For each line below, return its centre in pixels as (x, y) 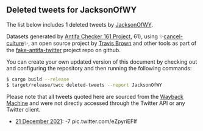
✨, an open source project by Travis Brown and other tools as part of (110, 43)
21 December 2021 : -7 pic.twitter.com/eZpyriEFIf (76, 121)
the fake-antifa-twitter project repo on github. (63, 50)
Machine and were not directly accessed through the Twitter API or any (96, 103)
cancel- (173, 36)
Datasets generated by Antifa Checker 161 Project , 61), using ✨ (85, 36)
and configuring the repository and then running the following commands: (99, 68)
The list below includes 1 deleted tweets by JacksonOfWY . (80, 24)
